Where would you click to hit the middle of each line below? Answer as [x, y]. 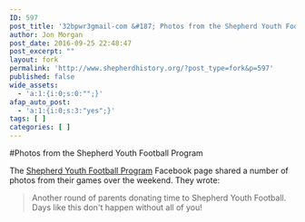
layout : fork [34, 60]
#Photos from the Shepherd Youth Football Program [107, 153]
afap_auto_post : [40, 102]
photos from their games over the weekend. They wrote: [115, 180]
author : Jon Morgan [46, 34]
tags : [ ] [28, 119]
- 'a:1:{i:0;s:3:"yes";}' [67, 111]
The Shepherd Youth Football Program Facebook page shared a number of [149, 170]
